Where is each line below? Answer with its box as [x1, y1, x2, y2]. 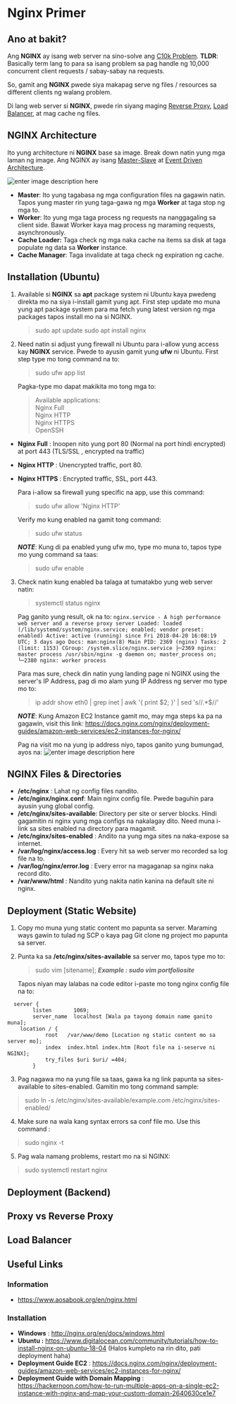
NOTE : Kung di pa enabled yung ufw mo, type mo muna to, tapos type [17, 542, 222, 551]
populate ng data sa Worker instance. [17, 243, 128, 251]
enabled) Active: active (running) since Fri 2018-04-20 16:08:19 [17, 632, 217, 640]
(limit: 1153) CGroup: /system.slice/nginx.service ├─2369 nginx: [17, 644, 217, 652]
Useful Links [7, 1258, 63, 1270]
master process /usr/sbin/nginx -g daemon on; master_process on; [17, 651, 217, 658]
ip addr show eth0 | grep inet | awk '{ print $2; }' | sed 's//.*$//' [35, 697, 219, 707]
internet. [17, 839, 42, 848]
